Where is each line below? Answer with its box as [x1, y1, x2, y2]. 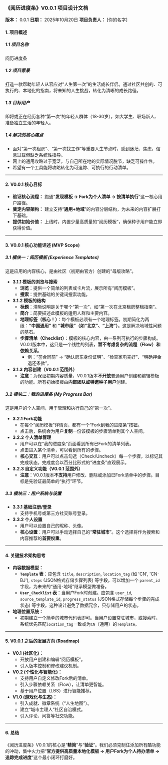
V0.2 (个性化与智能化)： [12, 669, 62, 675]
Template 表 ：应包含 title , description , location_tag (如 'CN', [19, 571, 148, 577]
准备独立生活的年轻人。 [5, 119, 53, 126]
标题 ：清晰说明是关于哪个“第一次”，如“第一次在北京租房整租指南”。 [19, 304, 159, 310]
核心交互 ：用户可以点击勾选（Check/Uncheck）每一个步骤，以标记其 [19, 453, 163, 459]
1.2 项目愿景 [5, 68, 30, 74]
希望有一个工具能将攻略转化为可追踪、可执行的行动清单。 [12, 164, 131, 170]
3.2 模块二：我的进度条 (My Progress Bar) [5, 391, 92, 397]
